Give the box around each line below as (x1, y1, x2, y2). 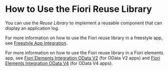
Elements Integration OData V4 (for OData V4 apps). (5, 60, 113, 66)
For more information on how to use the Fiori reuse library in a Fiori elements (5, 50, 164, 56)
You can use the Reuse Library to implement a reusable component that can (5, 20, 162, 26)
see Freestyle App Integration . (5, 40, 68, 46)
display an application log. (5, 25, 59, 31)
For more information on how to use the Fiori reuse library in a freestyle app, (5, 35, 163, 41)
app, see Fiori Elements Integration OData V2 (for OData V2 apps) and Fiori (5, 55, 160, 61)
